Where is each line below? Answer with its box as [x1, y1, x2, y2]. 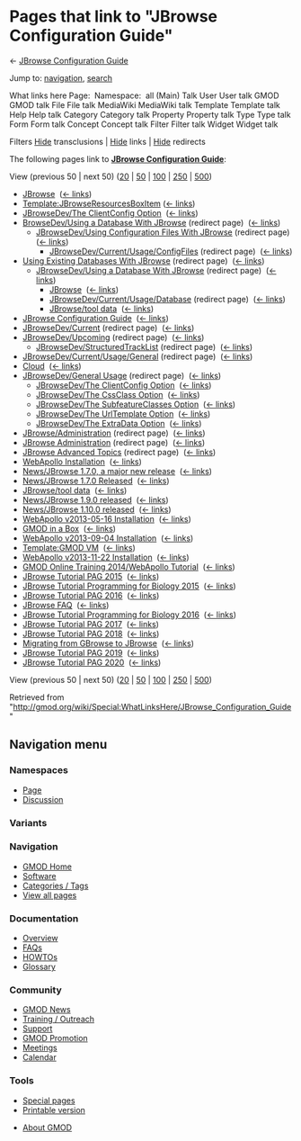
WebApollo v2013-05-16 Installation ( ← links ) [22, 513, 191, 524]
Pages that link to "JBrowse [9, 6, 218, 27]
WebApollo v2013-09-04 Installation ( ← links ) [22, 533, 194, 544]
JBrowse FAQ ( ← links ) [22, 599, 110, 610]
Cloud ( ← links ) [22, 360, 83, 371]
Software [22, 870, 57, 881]
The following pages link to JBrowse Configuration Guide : [9, 153, 226, 164]
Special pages [22, 1095, 75, 1106]
